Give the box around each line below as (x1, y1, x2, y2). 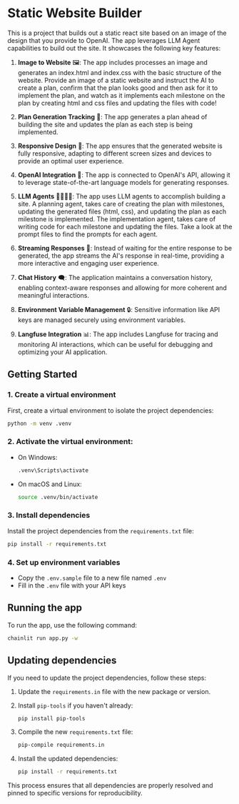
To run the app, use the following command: (7, 620, 138, 629)
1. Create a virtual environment (7, 390, 116, 400)
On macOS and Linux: (17, 480, 82, 488)
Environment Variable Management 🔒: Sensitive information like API (17, 305, 220, 313)
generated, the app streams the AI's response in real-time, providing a (17, 251, 225, 260)
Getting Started (7, 368, 78, 381)
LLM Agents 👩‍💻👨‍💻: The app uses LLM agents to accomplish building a (17, 191, 226, 201)
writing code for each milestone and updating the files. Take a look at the (17, 222, 233, 231)
